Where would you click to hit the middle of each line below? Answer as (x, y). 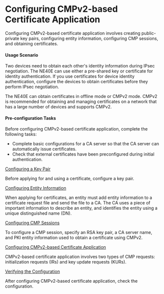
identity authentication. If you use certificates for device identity (70, 76)
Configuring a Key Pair (28, 169)
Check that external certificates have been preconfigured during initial (83, 154)
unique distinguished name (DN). (39, 213)
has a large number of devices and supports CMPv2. (58, 107)
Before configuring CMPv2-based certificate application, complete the (77, 129)
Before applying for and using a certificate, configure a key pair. (70, 179)
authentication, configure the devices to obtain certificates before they (77, 82)
